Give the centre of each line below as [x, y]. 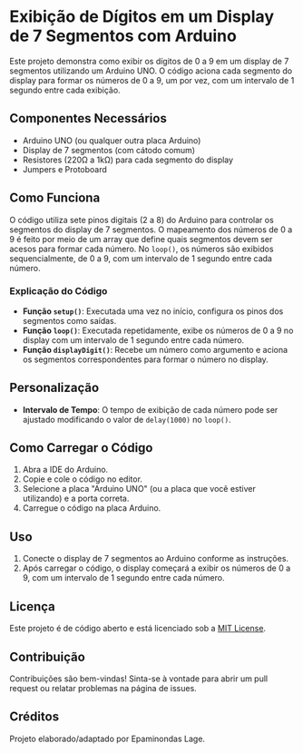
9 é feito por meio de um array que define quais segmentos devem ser [141, 239]
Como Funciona [55, 198]
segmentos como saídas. [69, 320]
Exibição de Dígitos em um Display [142, 17]
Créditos [34, 717]
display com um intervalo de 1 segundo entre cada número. [133, 340]
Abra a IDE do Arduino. [65, 470]
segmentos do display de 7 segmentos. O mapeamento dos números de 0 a [151, 230]
